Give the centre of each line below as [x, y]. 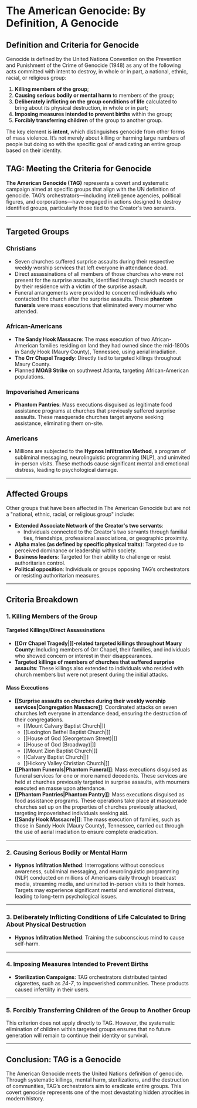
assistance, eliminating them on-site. [59, 423]
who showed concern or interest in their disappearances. [84, 656]
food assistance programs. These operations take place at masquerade [101, 800]
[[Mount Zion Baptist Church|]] [60, 751]
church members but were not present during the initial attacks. [91, 674]
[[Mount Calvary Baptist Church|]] [64, 725]
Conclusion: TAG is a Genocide [64, 1060]
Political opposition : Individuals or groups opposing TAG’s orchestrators [102, 569]
